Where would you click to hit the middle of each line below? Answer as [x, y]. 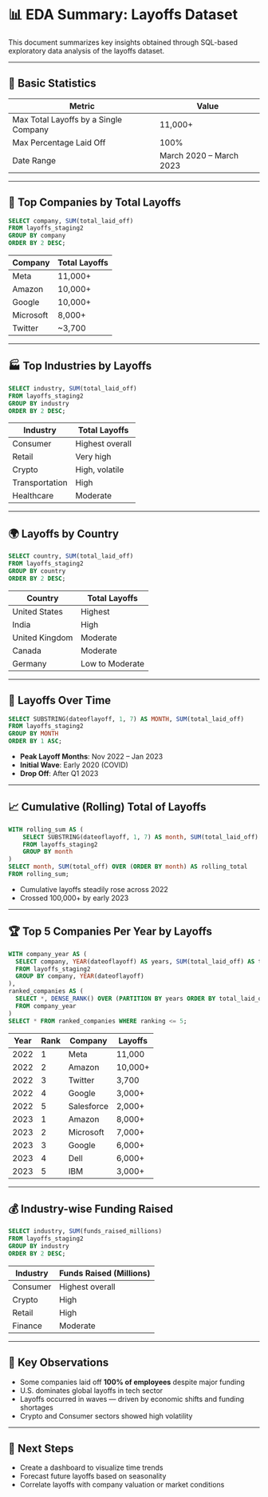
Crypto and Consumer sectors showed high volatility [106, 1415]
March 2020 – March [199, 155]
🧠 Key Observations [59, 1363]
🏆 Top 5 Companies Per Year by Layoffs [110, 932]
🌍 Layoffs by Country [64, 533]
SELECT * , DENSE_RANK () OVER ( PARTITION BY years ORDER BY [116, 999]
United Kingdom [43, 638]
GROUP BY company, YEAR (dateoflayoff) [80, 976]
